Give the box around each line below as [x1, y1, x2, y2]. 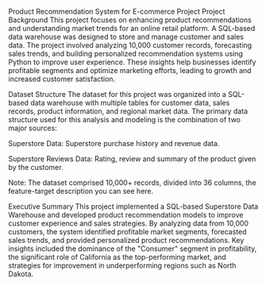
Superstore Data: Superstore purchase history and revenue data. [8, 139, 220, 148]
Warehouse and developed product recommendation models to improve [8, 210, 244, 219]
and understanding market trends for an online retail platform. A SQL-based [8, 24, 256, 33]
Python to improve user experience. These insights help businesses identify [8, 57, 256, 67]
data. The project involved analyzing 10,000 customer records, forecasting [8, 40, 253, 50]
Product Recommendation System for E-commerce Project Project [8, 7, 226, 16]
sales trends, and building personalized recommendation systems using [8, 49, 244, 58]
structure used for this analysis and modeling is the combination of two [8, 115, 241, 124]
